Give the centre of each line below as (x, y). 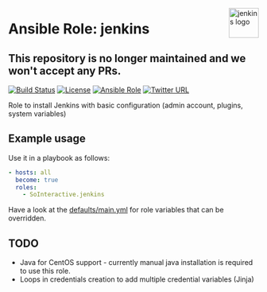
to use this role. (45, 271)
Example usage (47, 139)
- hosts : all (30, 172)
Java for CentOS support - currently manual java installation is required (136, 263)
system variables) (37, 114)
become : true (37, 180)
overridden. (27, 218)
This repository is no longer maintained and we (127, 58)
